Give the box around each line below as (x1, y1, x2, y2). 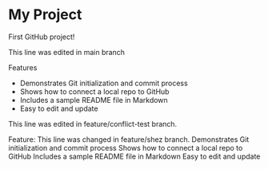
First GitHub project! (8, 32, 75, 41)
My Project (8, 6, 82, 24)
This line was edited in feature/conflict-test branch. (8, 119, 178, 128)
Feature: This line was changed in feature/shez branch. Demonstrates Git (8, 134, 250, 144)
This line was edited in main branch (8, 47, 126, 57)
